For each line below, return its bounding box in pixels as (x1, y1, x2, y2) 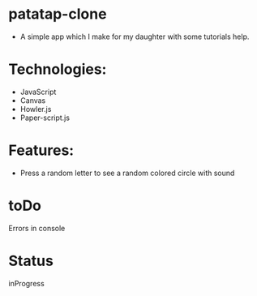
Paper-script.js (19, 113, 71, 122)
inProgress (8, 278, 45, 288)
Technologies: (8, 60, 107, 79)
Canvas (19, 95, 46, 105)
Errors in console (8, 223, 66, 233)
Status (8, 251, 54, 270)
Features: (8, 141, 75, 160)
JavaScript (19, 87, 57, 97)
